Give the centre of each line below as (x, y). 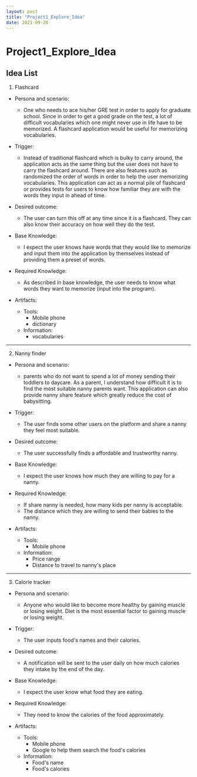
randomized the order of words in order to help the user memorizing (106, 176)
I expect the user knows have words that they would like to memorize (107, 247)
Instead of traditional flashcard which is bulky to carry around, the (103, 158)
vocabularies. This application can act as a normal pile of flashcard (104, 183)
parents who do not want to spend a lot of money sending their (99, 376)
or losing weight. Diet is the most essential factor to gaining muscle (104, 611)
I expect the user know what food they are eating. (83, 692)
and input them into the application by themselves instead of (96, 254)
